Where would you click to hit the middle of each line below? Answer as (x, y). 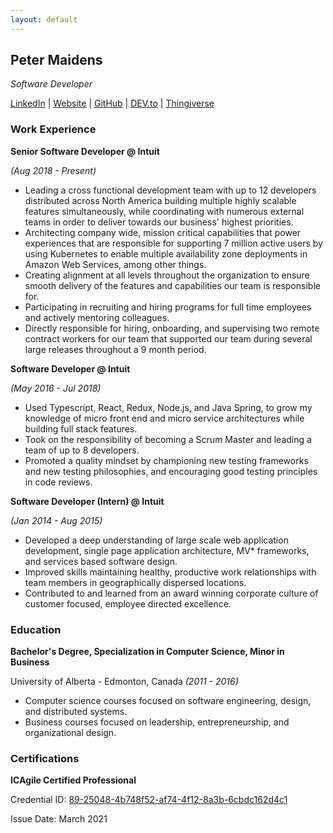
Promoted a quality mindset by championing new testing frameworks (166, 460)
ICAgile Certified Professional (73, 780)
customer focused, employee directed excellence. (128, 603)
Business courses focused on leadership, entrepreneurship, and (157, 722)
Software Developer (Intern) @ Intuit (87, 501)
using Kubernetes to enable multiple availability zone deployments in (166, 253)
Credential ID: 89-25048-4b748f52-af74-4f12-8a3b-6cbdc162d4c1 (149, 800)
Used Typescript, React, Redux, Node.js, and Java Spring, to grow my (168, 407)
